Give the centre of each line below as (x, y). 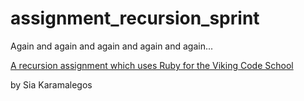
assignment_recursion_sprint (135, 18)
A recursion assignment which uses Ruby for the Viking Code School (152, 65)
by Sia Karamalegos (51, 84)
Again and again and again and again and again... (112, 46)
